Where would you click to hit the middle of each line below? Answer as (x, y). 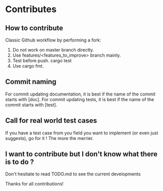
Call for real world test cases (51, 121)
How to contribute (34, 28)
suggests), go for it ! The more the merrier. (49, 138)
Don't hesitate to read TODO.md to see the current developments (73, 174)
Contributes (31, 9)
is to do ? (20, 162)
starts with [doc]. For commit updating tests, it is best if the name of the (80, 99)
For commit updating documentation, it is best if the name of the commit (80, 94)
